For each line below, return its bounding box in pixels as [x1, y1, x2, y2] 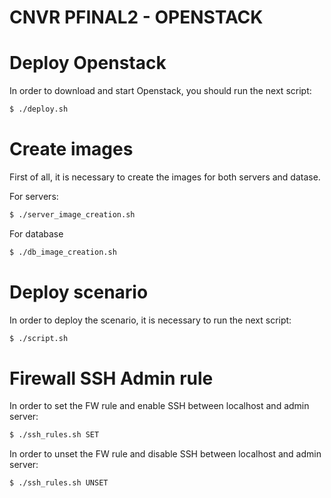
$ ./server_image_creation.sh [9, 209, 136, 220]
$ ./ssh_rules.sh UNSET [9, 478, 109, 488]
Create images [9, 138, 134, 161]
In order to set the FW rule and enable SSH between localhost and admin [9, 400, 310, 412]
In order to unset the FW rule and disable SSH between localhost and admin [9, 448, 322, 460]
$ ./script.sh [9, 333, 69, 343]
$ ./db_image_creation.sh [9, 247, 117, 257]
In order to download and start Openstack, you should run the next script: [9, 85, 312, 97]
